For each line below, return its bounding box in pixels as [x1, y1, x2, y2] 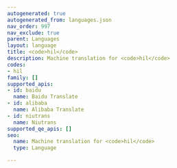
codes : [7, 61, 26, 68]
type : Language [13, 145, 57, 151]
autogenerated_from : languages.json [7, 17, 112, 23]
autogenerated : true [7, 10, 67, 17]
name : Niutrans [13, 118, 57, 126]
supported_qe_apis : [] [7, 125, 72, 132]
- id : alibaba [7, 100, 48, 107]
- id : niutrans [7, 112, 51, 119]
